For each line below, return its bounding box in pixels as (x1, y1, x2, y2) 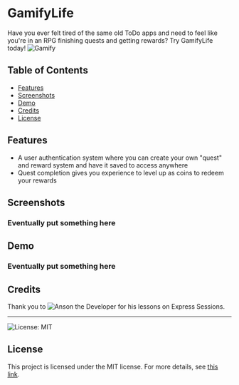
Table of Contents (7, 64, 89, 76)
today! (7, 43, 26, 52)
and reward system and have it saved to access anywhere (17, 160, 188, 169)
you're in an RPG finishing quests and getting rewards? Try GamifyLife (7, 36, 213, 44)
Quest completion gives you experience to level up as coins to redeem (17, 168, 224, 177)
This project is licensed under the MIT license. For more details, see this (7, 362, 218, 371)
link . (7, 369, 20, 379)
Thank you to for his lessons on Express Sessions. (7, 302, 225, 311)
